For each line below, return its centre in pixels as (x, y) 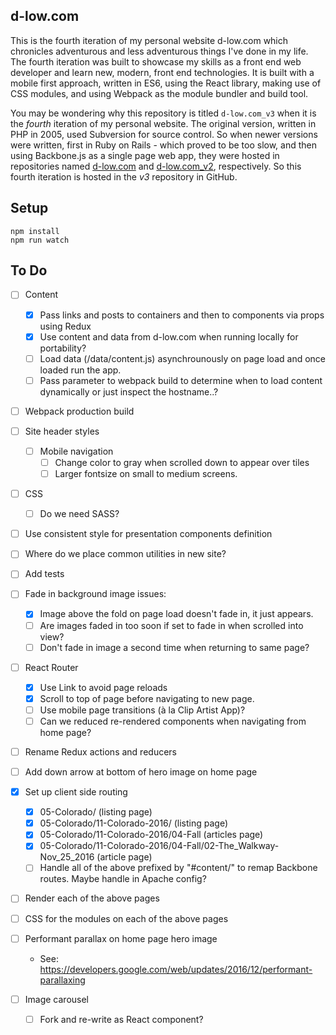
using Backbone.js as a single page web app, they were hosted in (145, 155)
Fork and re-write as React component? (121, 1019)
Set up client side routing (76, 792)
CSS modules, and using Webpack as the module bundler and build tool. (159, 93)
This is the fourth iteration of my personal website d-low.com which (149, 40)
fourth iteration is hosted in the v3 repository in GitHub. (124, 176)
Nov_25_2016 (67, 857)
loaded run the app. (80, 370)
